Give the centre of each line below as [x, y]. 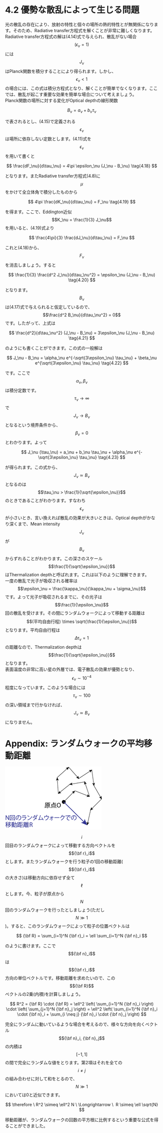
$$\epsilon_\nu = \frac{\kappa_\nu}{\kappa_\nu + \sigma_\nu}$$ [82, 588]
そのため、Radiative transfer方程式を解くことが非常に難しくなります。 [84, 30]
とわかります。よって [26, 442]
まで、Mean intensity [39, 524]
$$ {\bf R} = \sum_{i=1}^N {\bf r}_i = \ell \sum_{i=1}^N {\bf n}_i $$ [82, 936]
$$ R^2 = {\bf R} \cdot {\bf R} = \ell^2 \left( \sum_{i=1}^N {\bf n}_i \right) [82, 1004]
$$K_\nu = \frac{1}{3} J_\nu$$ [82, 219]
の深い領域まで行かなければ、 [35, 705]
